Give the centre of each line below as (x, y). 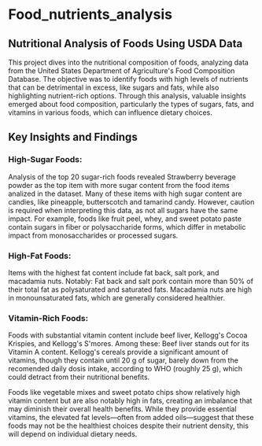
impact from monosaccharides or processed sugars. (93, 235)
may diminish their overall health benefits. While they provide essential (123, 409)
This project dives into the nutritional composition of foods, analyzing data (129, 62)
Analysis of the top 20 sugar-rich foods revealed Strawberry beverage (122, 177)
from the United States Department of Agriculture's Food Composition (122, 71)
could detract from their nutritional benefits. (79, 377)
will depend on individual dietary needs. (73, 434)
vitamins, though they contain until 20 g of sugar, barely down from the (123, 360)
